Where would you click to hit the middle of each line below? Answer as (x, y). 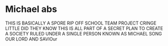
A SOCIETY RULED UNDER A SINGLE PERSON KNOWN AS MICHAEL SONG (83, 33)
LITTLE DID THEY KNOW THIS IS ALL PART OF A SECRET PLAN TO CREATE (84, 28)
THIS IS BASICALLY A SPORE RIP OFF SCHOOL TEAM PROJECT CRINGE (81, 23)
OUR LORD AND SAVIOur (31, 39)
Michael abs (31, 9)
